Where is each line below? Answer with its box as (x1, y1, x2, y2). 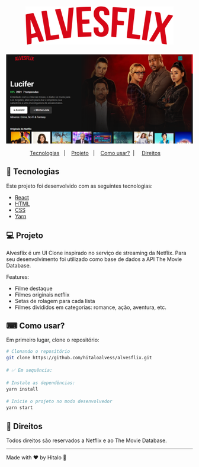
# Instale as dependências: (6, 379, 76, 386)
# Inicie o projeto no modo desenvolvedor (6, 398, 113, 405)
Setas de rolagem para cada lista (14, 297, 95, 304)
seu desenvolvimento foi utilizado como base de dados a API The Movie (6, 255, 182, 263)
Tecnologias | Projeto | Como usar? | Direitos (29, 150, 161, 157)
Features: (6, 273, 30, 281)
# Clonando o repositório (6, 349, 70, 355)
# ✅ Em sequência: (6, 368, 53, 373)
